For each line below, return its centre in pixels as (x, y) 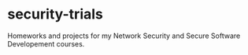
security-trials (55, 14)
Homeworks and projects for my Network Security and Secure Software (124, 36)
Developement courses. (46, 43)
